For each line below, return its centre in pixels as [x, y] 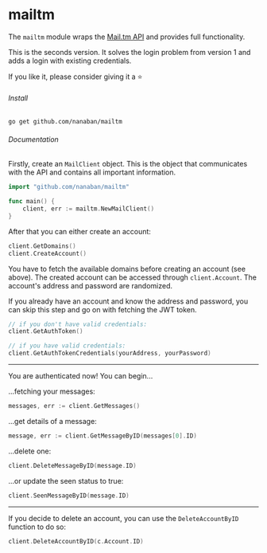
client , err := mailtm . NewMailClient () [89, 209]
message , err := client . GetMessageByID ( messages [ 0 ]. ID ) [103, 436]
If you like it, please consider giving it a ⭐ [75, 76]
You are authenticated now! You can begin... [81, 376]
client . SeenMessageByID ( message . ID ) [69, 496]
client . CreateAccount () [48, 253]
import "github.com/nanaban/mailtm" [69, 187]
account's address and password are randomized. [91, 285]
